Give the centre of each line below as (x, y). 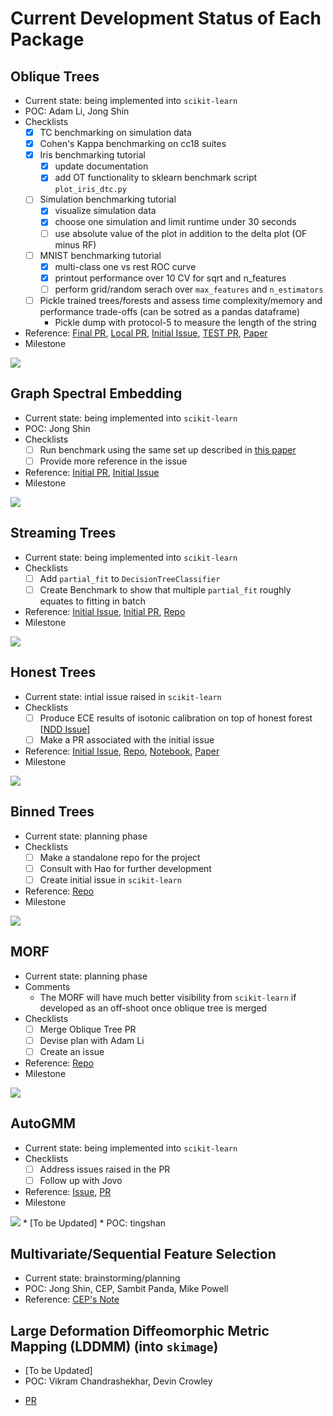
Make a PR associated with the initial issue (127, 739)
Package (47, 39)
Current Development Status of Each (166, 18)
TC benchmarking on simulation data (115, 132)
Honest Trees (53, 672)
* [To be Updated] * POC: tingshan (94, 1223)
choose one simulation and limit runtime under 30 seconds (175, 222)
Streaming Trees (63, 533)
